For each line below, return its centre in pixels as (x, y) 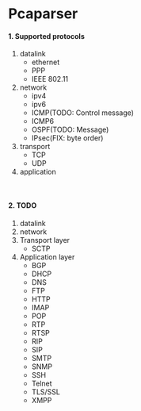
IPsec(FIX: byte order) (67, 138)
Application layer (47, 257)
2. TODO (23, 205)
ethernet (46, 62)
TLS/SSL (46, 392)
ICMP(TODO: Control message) (83, 113)
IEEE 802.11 (50, 79)
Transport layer (44, 240)
